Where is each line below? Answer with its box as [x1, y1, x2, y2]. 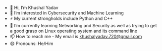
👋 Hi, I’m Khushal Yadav [9, 5, 58, 10]
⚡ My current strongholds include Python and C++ [9, 15, 113, 21]
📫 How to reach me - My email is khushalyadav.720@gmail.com [9, 34, 142, 39]
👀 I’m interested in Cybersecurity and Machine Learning [9, 10, 124, 16]
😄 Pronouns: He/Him [9, 41, 54, 47]
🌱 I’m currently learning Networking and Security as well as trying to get [9, 23, 157, 28]
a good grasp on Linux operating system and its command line [9, 28, 138, 34]
